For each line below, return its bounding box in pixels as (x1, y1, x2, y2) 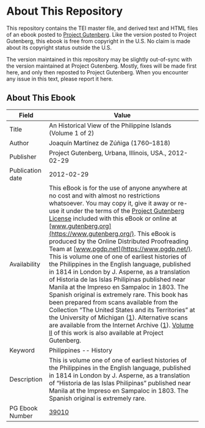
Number (9, 412, 33, 420)
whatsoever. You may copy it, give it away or (48, 199, 177, 207)
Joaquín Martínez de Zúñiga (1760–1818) (48, 138, 171, 147)
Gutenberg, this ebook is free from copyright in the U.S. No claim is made (6, 37, 191, 45)
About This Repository (6, 4, 123, 18)
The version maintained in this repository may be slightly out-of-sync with (6, 55, 192, 63)
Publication (9, 166, 41, 174)
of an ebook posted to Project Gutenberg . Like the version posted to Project (6, 30, 197, 38)
